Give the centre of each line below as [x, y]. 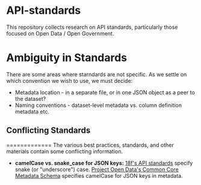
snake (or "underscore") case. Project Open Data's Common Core [97, 169]
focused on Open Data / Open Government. [60, 33]
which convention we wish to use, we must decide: [70, 80]
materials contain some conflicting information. [65, 151]
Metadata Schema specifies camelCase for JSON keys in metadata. [99, 175]
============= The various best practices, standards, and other [90, 145]
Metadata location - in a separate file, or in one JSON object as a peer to [105, 92]
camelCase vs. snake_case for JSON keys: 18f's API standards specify [104, 163]
